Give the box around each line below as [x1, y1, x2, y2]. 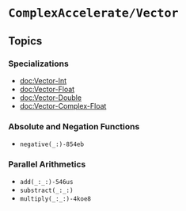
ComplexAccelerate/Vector [8, 6, 179, 21]
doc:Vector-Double [19, 93, 82, 102]
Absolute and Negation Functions [8, 121, 140, 132]
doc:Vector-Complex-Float [19, 101, 107, 110]
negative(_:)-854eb [19, 140, 85, 148]
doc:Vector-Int [19, 75, 67, 85]
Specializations [8, 58, 69, 69]
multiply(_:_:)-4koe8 [19, 195, 91, 203]
